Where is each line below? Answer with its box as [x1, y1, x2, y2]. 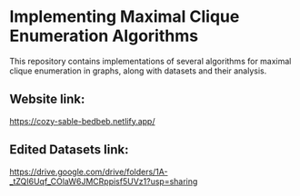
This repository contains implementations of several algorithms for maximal [9, 55, 292, 66]
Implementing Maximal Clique [9, 6, 240, 27]
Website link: [9, 92, 85, 107]
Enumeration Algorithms [9, 25, 198, 46]
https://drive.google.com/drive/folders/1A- [9, 166, 168, 177]
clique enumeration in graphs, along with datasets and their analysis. [9, 65, 267, 76]
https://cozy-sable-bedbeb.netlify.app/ [9, 115, 155, 126]
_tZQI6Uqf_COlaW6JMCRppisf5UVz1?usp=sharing [9, 175, 198, 187]
